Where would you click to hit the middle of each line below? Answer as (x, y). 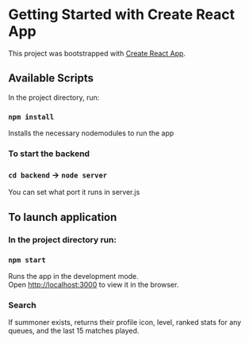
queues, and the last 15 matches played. (74, 331)
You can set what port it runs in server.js (74, 192)
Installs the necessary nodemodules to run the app (91, 133)
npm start (27, 260)
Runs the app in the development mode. (73, 276)
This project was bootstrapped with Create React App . (97, 53)
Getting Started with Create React (122, 15)
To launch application (63, 217)
